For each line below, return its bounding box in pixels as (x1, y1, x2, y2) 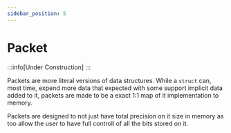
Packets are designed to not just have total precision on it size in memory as (7, 112, 224, 120)
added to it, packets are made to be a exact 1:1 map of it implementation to (7, 91, 219, 99)
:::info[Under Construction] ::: (7, 63, 91, 71)
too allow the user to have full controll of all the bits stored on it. (7, 119, 189, 127)
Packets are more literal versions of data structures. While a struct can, (7, 76, 212, 85)
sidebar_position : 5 (7, 10, 67, 17)
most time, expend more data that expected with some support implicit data (7, 84, 223, 92)
